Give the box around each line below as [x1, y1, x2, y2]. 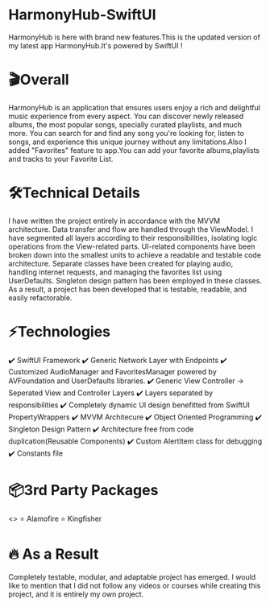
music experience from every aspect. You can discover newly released [8, 111, 244, 121]
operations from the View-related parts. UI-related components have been [8, 242, 255, 251]
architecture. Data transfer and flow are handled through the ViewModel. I [8, 224, 254, 234]
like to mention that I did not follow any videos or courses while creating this [8, 580, 261, 590]
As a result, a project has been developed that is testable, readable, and [8, 284, 247, 294]
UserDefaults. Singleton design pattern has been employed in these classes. [8, 275, 262, 285]
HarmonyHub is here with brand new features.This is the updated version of [8, 32, 260, 42]
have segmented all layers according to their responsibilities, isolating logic [8, 233, 258, 242]
